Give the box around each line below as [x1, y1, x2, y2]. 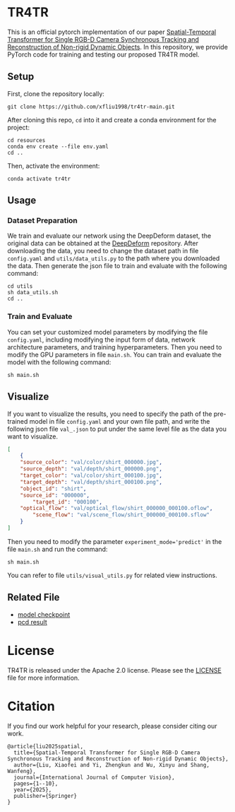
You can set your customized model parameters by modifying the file [7, 327, 208, 336]
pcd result [17, 617, 47, 626]
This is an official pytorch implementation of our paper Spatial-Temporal [7, 28, 217, 36]
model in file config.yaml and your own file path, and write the [29, 417, 210, 425]
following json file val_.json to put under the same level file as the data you [7, 424, 227, 433]
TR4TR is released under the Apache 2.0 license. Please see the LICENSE [7, 666, 222, 674]
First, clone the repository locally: [7, 89, 104, 98]
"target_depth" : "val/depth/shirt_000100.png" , [20, 478, 162, 485]
